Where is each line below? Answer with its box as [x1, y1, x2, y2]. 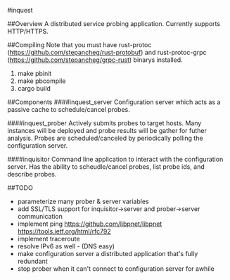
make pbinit [17, 70, 52, 77]
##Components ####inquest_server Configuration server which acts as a [7, 98, 221, 106]
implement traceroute [17, 235, 80, 243]
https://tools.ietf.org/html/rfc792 [17, 227, 111, 235]
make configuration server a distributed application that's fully [17, 250, 198, 257]
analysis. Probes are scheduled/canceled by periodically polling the [7, 134, 203, 142]
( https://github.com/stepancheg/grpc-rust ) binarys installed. [7, 56, 183, 64]
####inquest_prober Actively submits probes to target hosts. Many [7, 119, 202, 127]
